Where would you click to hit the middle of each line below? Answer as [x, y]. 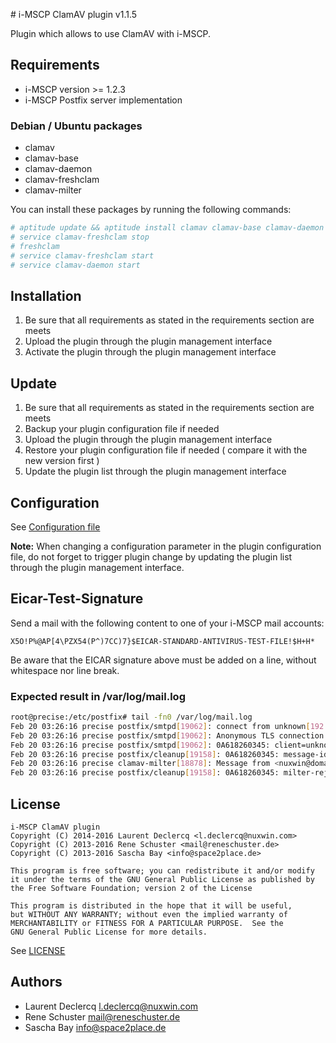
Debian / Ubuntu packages [76, 126]
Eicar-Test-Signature [77, 599]
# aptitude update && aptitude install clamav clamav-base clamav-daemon [167, 228]
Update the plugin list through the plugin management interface [155, 471]
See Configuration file [55, 526]
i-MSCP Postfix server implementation [103, 100]
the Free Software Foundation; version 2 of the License [131, 888]
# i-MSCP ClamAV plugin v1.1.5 [74, 14]
